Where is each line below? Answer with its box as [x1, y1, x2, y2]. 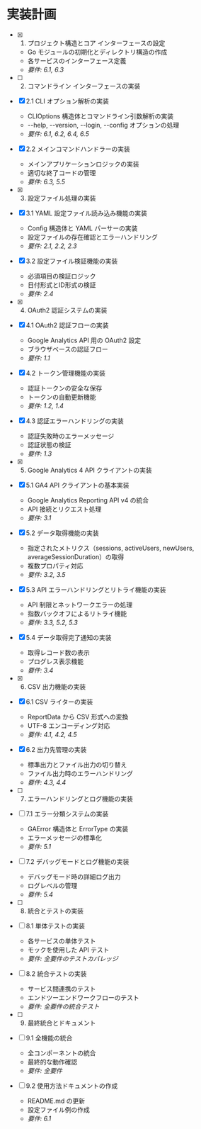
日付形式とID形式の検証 [27, 281, 96, 289]
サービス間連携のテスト [27, 984, 96, 993]
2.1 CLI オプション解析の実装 [25, 96, 109, 105]
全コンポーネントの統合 [27, 1048, 96, 1057]
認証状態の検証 [27, 440, 71, 449]
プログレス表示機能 [27, 657, 84, 665]
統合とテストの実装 [27, 906, 84, 915]
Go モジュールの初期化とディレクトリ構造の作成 [27, 47, 168, 56]
